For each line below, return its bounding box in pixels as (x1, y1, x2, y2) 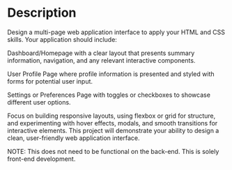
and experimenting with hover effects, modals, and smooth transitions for (7, 118, 218, 127)
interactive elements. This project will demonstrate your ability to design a (7, 126, 219, 134)
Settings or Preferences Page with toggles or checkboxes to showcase (7, 91, 211, 99)
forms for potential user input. (7, 77, 93, 85)
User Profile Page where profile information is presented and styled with (7, 70, 215, 78)
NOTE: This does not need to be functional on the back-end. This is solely (7, 147, 219, 155)
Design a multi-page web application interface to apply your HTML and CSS (7, 28, 225, 36)
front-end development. (7, 155, 76, 163)
